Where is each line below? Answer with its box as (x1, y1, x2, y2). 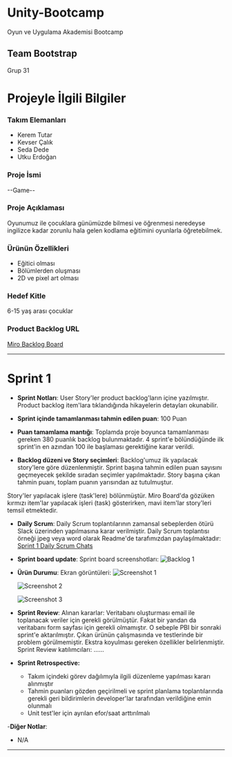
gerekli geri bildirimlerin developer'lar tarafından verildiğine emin (27, 694, 212, 702)
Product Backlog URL (7, 324, 79, 334)
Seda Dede (17, 145, 50, 154)
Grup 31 (7, 66, 30, 74)
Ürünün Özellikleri (7, 244, 69, 253)
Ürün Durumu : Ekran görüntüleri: (17, 568, 112, 576)
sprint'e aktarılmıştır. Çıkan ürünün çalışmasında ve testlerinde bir (17, 630, 204, 639)
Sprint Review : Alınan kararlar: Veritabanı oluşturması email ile (17, 608, 195, 617)
